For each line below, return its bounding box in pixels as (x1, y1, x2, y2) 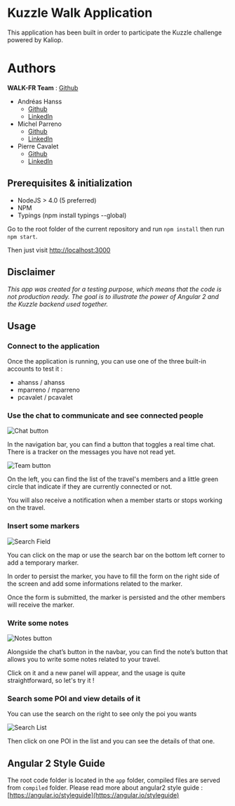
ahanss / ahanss (17, 378, 65, 387)
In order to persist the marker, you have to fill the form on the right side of (7, 572, 220, 580)
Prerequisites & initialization (7, 177, 133, 189)
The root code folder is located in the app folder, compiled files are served (7, 776, 221, 785)
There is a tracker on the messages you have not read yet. (7, 448, 176, 456)
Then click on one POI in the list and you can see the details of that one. (7, 737, 215, 746)
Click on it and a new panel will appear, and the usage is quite (7, 669, 186, 677)
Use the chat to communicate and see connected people (7, 411, 203, 421)
